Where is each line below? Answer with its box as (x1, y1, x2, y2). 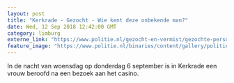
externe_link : (7, 36, 49, 43)
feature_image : (7, 43, 52, 50)
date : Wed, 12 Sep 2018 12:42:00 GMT (7, 23, 117, 30)
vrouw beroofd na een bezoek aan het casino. (7, 69, 139, 77)
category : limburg (7, 29, 61, 37)
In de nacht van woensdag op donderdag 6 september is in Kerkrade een (7, 62, 217, 70)
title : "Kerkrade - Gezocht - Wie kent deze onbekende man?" (7, 17, 189, 24)
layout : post (7, 10, 45, 17)
